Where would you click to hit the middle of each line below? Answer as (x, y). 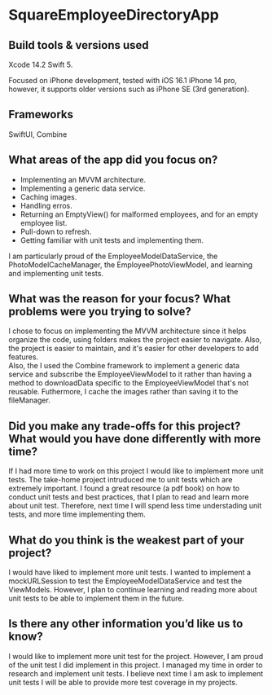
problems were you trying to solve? (100, 312)
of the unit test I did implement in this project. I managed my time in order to (136, 665)
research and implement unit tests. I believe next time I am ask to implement (136, 673)
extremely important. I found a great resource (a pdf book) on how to (124, 488)
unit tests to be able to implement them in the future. (97, 598)
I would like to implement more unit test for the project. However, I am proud (136, 656)
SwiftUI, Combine (38, 134)
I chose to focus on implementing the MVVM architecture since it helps (127, 331)
